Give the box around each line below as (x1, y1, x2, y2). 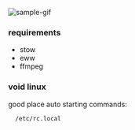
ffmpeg (19, 61, 44, 71)
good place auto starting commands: (8, 99, 127, 109)
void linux (8, 81, 46, 92)
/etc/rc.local (15, 114, 61, 122)
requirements (8, 27, 61, 38)
